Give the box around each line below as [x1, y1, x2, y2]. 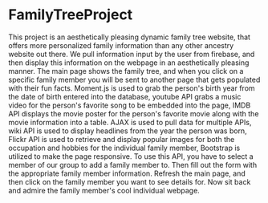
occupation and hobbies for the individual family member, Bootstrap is [8, 143, 241, 152]
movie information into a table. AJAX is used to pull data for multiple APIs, [8, 117, 252, 127]
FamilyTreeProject [8, 6, 133, 24]
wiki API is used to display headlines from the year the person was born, [8, 126, 247, 136]
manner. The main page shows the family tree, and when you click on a [8, 66, 244, 75]
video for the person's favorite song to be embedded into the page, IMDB [8, 100, 251, 110]
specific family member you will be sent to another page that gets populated [8, 75, 261, 84]
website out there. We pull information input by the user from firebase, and [8, 49, 255, 59]
